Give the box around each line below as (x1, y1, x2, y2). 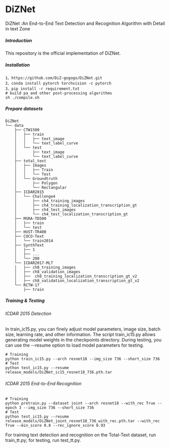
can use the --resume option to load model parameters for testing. (5, 342, 144, 348)
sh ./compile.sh (5, 95, 40, 100)
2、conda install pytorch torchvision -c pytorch (5, 81, 112, 86)
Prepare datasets (5, 105, 43, 112)
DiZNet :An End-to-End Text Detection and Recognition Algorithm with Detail (5, 20, 165, 26)
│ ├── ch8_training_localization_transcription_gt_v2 (14, 274, 138, 279)
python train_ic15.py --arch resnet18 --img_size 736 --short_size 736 (5, 356, 160, 362)
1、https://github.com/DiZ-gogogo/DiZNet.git (5, 75, 103, 81)
